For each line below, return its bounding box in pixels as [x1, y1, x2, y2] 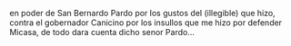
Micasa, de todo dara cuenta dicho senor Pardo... [9, 27, 196, 37]
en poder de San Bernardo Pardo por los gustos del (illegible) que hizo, [9, 8, 276, 18]
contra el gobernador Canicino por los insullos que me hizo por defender [9, 17, 283, 28]
